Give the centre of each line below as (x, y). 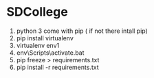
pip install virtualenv (45, 38)
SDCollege (37, 12)
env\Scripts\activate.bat (50, 53)
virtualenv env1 (38, 45)
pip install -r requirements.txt (57, 67)
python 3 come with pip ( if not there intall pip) (82, 31)
